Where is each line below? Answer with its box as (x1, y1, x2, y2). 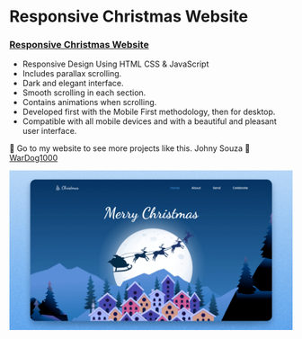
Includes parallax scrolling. (22, 68, 122, 79)
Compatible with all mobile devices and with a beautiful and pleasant (22, 116, 277, 127)
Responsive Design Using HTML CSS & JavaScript (22, 58, 209, 69)
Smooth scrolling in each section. (22, 87, 147, 98)
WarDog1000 (9, 153, 58, 164)
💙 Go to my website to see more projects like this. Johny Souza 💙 (9, 143, 251, 154)
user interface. (22, 126, 77, 137)
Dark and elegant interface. (22, 78, 124, 89)
